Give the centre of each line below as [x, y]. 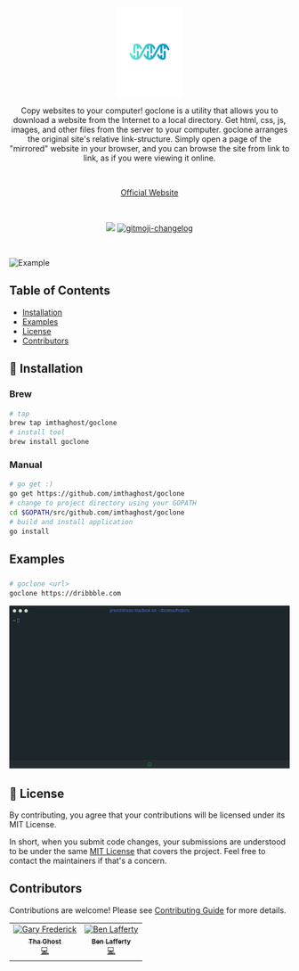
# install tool [37, 432]
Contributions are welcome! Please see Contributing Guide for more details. [148, 910]
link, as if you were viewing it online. [149, 158]
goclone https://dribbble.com [65, 593]
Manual [26, 465]
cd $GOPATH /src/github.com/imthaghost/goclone [97, 512]
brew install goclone [49, 442]
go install [29, 531]
